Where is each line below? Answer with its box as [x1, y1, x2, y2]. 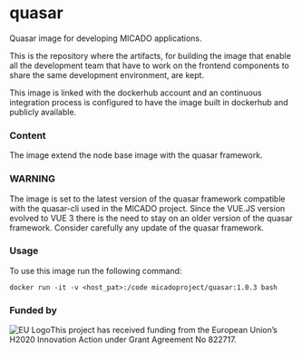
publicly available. [9, 106, 77, 117]
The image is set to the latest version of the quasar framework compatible [9, 193, 286, 204]
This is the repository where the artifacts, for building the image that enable [9, 50, 292, 61]
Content [9, 129, 47, 142]
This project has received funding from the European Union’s [50, 325, 278, 336]
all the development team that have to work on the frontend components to [9, 60, 290, 71]
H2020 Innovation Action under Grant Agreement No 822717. [9, 334, 238, 345]
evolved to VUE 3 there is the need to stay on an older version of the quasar [9, 212, 293, 223]
